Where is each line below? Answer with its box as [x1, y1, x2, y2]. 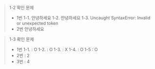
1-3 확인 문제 [9, 36, 34, 42]
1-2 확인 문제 [9, 5, 34, 10]
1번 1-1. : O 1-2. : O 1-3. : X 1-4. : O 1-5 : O [16, 47, 98, 52]
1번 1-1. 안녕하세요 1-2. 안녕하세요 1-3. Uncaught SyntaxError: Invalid [16, 15, 151, 21]
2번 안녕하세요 [16, 26, 44, 32]
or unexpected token [16, 20, 58, 26]
